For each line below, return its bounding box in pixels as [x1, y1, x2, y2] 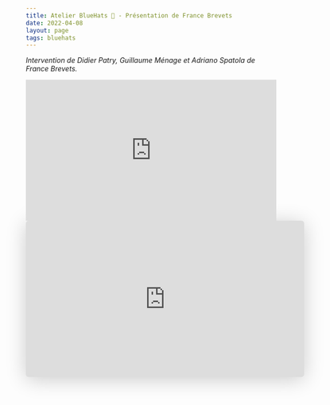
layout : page [25, 26, 69, 34]
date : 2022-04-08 [25, 19, 83, 27]
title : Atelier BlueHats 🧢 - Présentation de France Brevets [25, 11, 233, 20]
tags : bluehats [25, 33, 76, 42]
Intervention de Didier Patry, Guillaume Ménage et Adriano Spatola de [25, 56, 256, 65]
